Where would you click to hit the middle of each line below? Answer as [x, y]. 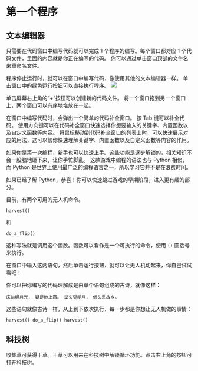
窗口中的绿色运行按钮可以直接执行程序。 [60, 85]
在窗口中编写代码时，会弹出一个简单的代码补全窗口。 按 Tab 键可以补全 [93, 118]
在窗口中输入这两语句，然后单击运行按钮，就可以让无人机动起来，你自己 [94, 265]
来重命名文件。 [24, 66]
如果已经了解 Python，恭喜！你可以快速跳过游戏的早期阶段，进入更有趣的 [95, 180]
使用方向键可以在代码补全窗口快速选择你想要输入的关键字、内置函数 [100, 125]
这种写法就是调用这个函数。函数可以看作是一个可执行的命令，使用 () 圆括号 [98, 245]
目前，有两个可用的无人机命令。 [45, 200]
